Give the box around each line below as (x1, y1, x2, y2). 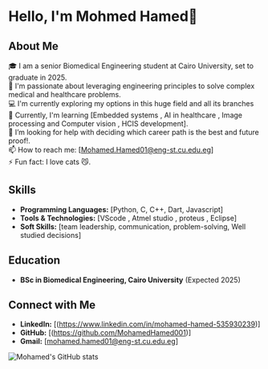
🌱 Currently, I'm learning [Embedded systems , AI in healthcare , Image (8, 110, 243, 120)
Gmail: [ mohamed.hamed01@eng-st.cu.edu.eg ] (19, 337, 179, 346)
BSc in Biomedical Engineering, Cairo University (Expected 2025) (19, 275, 241, 285)
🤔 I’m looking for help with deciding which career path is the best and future (8, 128, 259, 137)
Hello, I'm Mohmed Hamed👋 (8, 7, 198, 26)
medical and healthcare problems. (8, 90, 122, 99)
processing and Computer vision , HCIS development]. (8, 119, 189, 128)
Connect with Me (8, 298, 96, 312)
